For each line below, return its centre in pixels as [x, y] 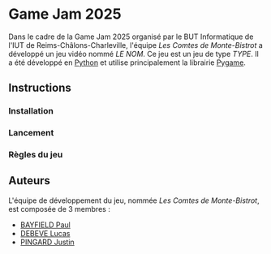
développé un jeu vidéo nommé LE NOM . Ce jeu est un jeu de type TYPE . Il [134, 54]
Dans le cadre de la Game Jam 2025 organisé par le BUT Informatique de [131, 37]
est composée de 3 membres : [60, 209]
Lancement [31, 133]
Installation [31, 111]
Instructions [40, 88]
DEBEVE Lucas [45, 233]
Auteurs [30, 181]
